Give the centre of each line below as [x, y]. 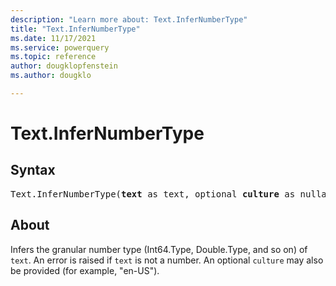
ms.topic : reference [53, 57]
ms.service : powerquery [60, 47]
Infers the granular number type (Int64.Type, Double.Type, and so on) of [159, 249]
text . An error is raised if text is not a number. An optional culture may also [167, 260]
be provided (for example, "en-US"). [85, 270]
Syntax [33, 170]
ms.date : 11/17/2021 [53, 38]
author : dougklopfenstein [64, 66]
